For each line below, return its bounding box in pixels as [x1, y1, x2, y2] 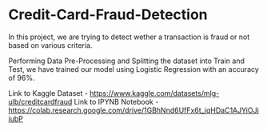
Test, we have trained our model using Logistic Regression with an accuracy [8, 64, 260, 73]
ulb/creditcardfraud [8, 97, 73, 106]
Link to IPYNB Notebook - [74, 97, 159, 106]
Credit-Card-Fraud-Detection [8, 6, 208, 24]
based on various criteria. [8, 40, 93, 50]
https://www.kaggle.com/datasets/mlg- [89, 88, 220, 97]
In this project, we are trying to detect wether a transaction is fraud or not [8, 32, 250, 42]
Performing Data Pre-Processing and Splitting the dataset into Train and [8, 56, 245, 65]
